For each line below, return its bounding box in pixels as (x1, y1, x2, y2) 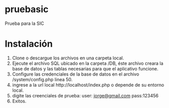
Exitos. (12, 98, 26, 104)
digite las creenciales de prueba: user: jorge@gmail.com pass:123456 (12, 92, 159, 98)
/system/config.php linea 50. (12, 76, 73, 82)
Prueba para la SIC (5, 20, 44, 26)
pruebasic (5, 4, 49, 15)
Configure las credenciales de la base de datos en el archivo (12, 71, 139, 77)
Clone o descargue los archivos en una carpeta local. (12, 55, 124, 61)
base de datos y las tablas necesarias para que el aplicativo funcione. (12, 65, 159, 71)
